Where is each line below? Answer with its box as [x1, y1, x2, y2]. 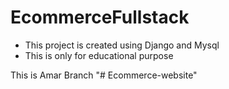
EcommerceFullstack [10, 6, 190, 29]
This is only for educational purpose [24, 49, 174, 61]
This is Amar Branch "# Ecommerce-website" [10, 69, 198, 81]
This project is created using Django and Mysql [24, 39, 220, 51]
